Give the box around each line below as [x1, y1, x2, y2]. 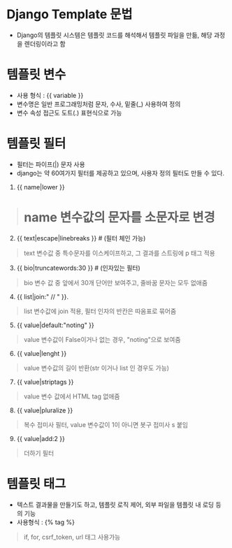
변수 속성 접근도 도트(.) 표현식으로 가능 [16, 108, 122, 117]
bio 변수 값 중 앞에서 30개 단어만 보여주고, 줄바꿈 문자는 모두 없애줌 [23, 278, 208, 287]
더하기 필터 [23, 449, 55, 457]
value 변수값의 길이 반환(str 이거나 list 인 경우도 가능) [23, 363, 169, 372]
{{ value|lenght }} [16, 349, 67, 357]
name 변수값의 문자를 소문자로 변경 [23, 210, 216, 225]
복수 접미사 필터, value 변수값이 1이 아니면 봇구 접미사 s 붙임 [23, 420, 189, 428]
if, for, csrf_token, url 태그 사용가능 [23, 533, 121, 541]
